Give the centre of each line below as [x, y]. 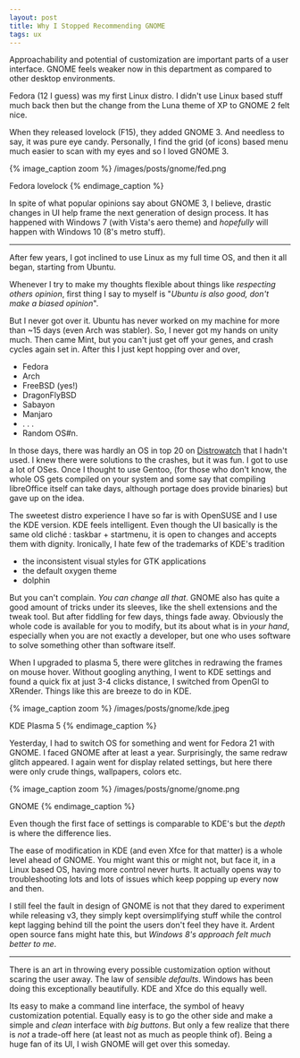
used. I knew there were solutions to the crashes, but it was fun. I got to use [149, 460]
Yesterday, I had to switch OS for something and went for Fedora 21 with [142, 743]
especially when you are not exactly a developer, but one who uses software [150, 636]
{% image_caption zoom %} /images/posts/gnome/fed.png [118, 169]
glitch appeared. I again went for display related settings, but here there [141, 763]
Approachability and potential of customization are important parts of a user [149, 60]
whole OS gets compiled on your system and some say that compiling [137, 479]
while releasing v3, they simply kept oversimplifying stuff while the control [146, 916]
